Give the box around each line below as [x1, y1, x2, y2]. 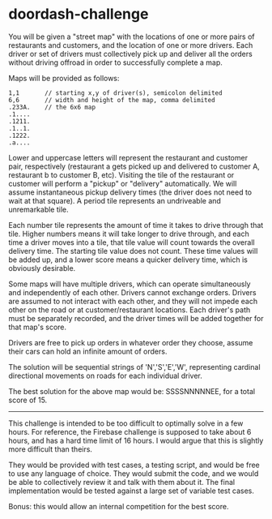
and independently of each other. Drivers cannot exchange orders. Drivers [8, 287, 257, 297]
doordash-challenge [8, 5, 149, 24]
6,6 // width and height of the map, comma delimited [8, 96, 216, 104]
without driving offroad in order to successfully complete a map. [8, 58, 223, 67]
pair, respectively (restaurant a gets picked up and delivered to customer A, [8, 161, 261, 171]
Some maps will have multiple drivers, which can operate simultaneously [8, 279, 251, 289]
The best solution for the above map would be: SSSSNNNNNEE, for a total [8, 386, 256, 396]
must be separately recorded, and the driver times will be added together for [8, 313, 264, 323]
